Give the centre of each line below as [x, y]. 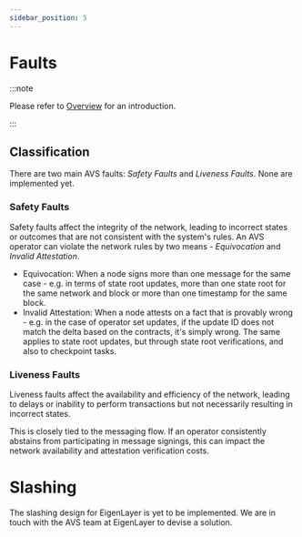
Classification [50, 152]
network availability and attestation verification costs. [109, 451]
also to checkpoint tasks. [69, 350]
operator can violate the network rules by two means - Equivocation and [145, 246]
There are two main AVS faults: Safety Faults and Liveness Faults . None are [151, 174]
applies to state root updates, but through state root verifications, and [153, 341]
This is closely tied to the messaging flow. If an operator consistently [138, 431]
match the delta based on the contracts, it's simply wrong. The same [151, 331]
